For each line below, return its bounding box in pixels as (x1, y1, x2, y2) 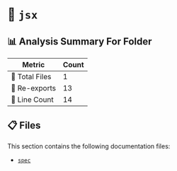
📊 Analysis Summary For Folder (7, 35, 152, 47)
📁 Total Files (11, 72, 52, 81)
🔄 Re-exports (11, 83, 57, 93)
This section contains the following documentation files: (7, 141, 171, 151)
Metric (22, 60, 45, 69)
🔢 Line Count (11, 95, 55, 105)
